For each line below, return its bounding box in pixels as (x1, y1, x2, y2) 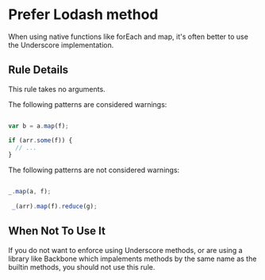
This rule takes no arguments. (8, 84, 106, 94)
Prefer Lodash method (8, 6, 159, 24)
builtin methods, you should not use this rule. (8, 262, 156, 271)
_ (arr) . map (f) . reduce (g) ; (11, 202, 98, 210)
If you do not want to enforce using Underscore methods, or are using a (8, 245, 244, 255)
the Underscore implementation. (8, 40, 114, 49)
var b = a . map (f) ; (8, 121, 69, 130)
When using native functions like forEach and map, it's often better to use (8, 32, 248, 41)
